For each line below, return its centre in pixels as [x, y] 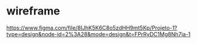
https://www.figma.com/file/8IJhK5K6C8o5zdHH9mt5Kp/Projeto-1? [92, 28]
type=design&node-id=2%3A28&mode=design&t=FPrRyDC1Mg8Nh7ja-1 [98, 34]
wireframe [33, 11]
